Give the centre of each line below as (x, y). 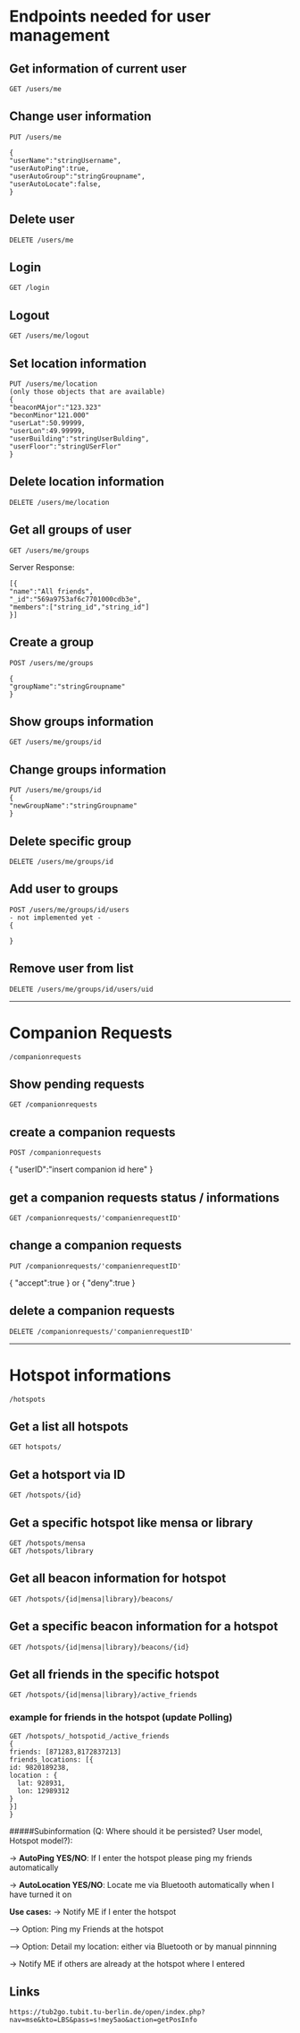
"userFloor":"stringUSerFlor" (66, 447)
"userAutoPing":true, (50, 168)
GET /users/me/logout (50, 336)
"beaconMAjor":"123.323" (55, 408)
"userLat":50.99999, (48, 423)
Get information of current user (98, 68)
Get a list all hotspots (69, 1427)
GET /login (29, 288)
